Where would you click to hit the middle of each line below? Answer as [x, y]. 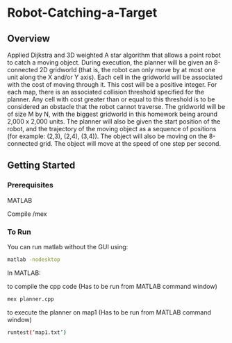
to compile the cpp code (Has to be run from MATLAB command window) [112, 286]
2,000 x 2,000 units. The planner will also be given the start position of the [114, 122]
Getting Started [41, 166]
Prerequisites [30, 185]
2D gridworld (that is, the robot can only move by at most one [127, 70]
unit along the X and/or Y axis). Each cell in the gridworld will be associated [115, 77]
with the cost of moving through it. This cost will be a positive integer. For [112, 84]
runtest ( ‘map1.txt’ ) [37, 332]
